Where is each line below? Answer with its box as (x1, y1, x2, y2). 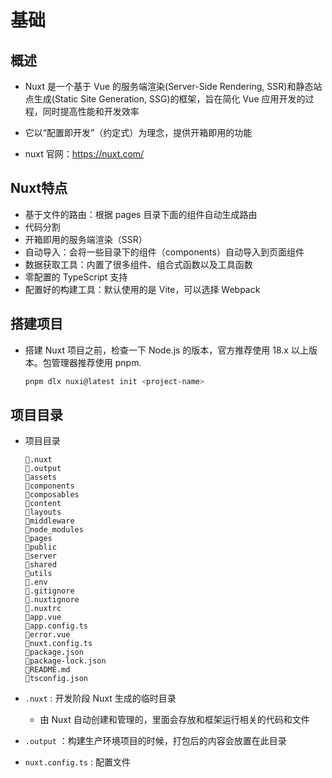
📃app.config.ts (24, 621, 89, 631)
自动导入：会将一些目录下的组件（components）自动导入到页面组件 (24, 246, 305, 258)
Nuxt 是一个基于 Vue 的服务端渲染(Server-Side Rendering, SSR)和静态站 (24, 81, 323, 92)
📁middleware (24, 516, 75, 526)
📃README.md (24, 665, 71, 675)
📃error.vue (24, 630, 71, 640)
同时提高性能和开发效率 (42, 106, 140, 117)
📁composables (24, 490, 80, 500)
